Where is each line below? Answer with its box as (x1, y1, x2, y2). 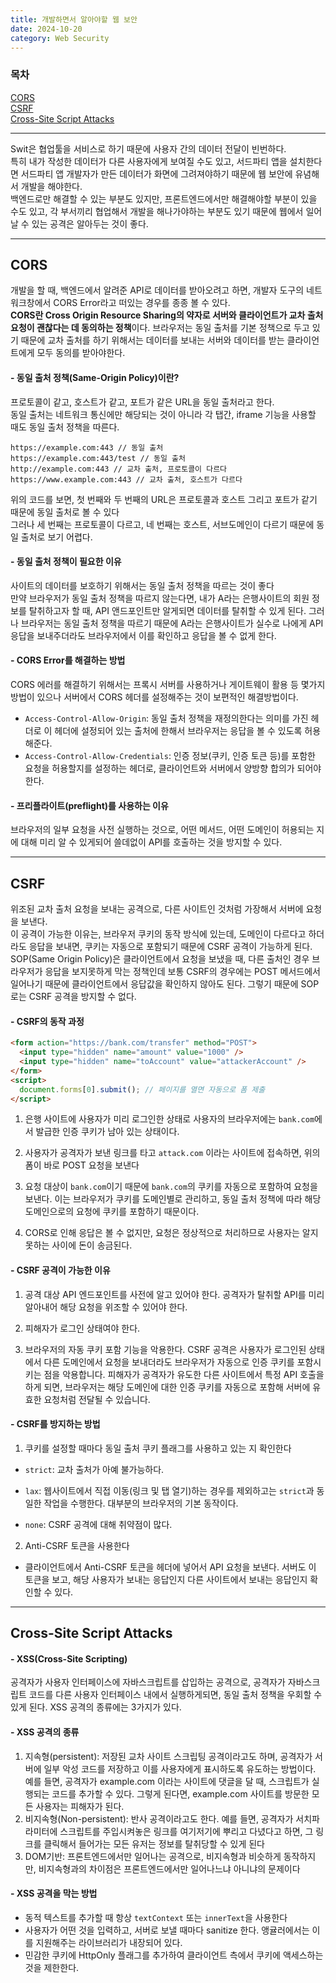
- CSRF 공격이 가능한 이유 (10, 1264, 111, 1276)
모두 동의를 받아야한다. (36, 347, 126, 359)
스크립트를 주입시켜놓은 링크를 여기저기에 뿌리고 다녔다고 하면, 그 (59, 1825, 314, 1837)
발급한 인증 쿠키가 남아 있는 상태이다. (35, 1126, 180, 1138)
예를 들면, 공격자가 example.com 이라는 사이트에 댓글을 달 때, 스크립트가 (24, 1775, 310, 1787)
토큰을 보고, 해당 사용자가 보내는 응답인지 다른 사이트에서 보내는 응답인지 (24, 1573, 308, 1585)
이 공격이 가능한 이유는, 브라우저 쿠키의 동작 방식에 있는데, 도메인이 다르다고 (10, 928, 307, 940)
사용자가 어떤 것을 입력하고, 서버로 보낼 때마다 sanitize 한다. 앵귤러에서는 (24, 1924, 310, 1936)
